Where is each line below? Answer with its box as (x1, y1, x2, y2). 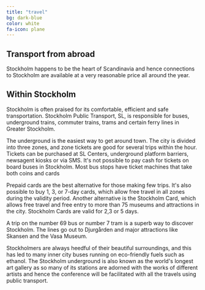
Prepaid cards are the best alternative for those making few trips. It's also (6, 181, 192, 189)
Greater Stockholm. (6, 125, 56, 132)
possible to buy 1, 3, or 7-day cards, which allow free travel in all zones (6, 188, 185, 195)
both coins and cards (6, 169, 60, 177)
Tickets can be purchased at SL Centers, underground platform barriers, (6, 150, 188, 157)
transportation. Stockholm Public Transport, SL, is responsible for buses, (6, 112, 190, 120)
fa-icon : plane (6, 26, 45, 32)
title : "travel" (6, 9, 48, 15)
